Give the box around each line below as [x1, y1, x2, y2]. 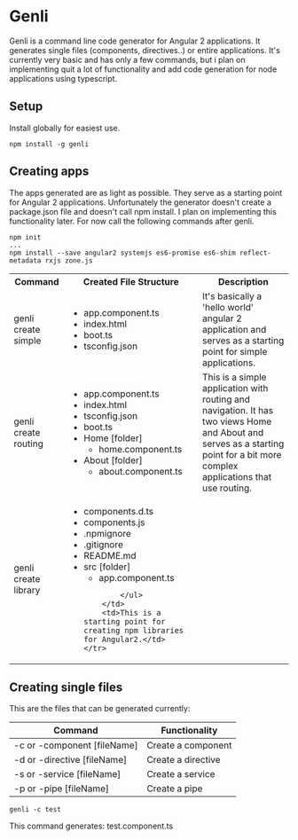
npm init [9, 232, 42, 241]
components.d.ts [83, 505, 154, 517]
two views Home [202, 415, 272, 428]
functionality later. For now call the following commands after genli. [9, 216, 255, 226]
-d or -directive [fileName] [13, 754, 127, 766]
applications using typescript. [9, 73, 118, 83]
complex [202, 459, 239, 472]
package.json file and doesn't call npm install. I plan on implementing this [9, 206, 277, 216]
